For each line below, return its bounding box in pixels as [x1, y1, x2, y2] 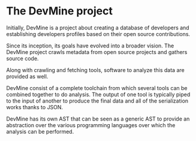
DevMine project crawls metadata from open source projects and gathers [6, 48, 188, 55]
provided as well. [6, 73, 49, 80]
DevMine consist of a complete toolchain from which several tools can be [6, 84, 188, 91]
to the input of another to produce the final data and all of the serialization [6, 97, 189, 104]
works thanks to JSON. [6, 103, 64, 110]
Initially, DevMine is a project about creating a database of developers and [6, 24, 190, 31]
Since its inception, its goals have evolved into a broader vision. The [6, 42, 174, 49]
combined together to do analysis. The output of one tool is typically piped [6, 91, 191, 98]
